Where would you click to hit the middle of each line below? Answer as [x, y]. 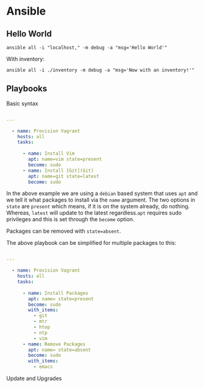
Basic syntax [22, 103]
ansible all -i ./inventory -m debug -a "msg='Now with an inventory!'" [100, 70]
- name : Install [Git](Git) [58, 171]
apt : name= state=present [61, 299]
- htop [42, 327]
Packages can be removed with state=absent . [64, 231]
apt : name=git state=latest [64, 176]
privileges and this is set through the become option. [71, 219]
